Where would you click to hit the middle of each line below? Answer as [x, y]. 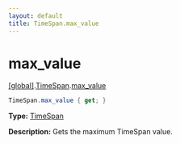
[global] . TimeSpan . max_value [57, 86]
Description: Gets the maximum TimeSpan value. [91, 132]
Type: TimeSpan [36, 116]
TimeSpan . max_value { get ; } [57, 101]
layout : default [36, 16]
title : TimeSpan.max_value [54, 23]
